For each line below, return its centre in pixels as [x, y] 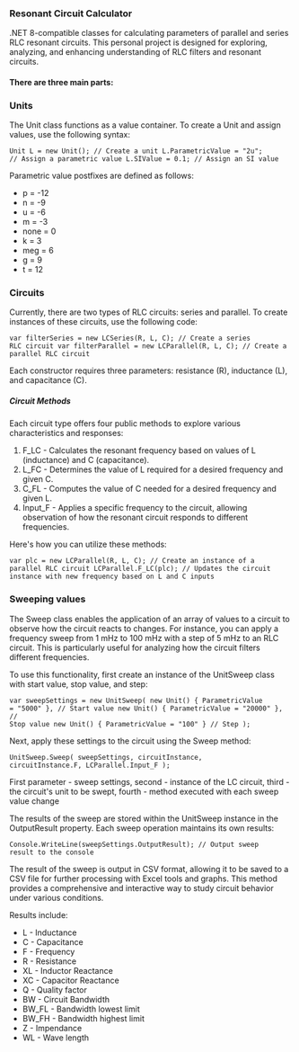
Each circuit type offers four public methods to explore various [125, 423]
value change [35, 801]
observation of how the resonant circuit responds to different [135, 517]
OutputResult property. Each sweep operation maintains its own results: [142, 828]
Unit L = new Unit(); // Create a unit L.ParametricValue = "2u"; [136, 151]
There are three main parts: [62, 82]
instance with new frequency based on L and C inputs [112, 577]
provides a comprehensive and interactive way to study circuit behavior [141, 887]
